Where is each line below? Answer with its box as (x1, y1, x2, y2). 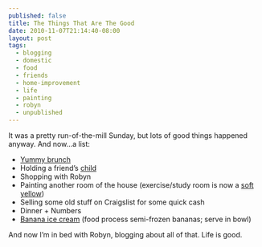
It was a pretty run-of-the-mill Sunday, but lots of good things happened (8, 131, 248, 140)
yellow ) (19, 189, 45, 198)
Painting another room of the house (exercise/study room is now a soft (19, 180, 255, 189)
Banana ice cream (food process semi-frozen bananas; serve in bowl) (19, 214, 252, 224)
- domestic (15, 57, 52, 65)
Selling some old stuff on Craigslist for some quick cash (19, 197, 205, 207)
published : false (8, 11, 67, 20)
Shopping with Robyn (19, 172, 92, 181)
